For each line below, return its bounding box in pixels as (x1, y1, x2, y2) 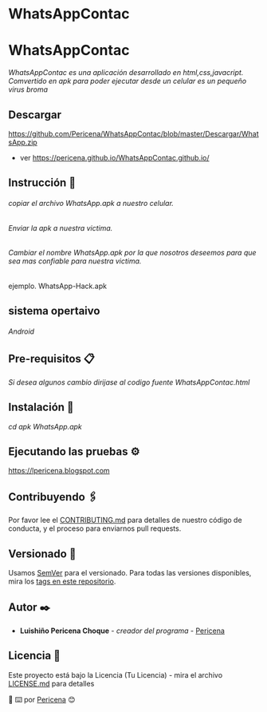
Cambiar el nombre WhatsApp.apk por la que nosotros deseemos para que (8, 248, 257, 258)
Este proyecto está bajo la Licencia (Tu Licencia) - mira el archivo (8, 670, 223, 679)
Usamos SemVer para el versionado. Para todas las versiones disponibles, (8, 568, 252, 578)
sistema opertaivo (8, 304, 100, 318)
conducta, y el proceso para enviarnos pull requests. (8, 524, 182, 533)
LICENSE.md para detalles (8, 678, 95, 688)
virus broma (8, 85, 49, 94)
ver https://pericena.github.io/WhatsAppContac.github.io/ (19, 152, 210, 162)
